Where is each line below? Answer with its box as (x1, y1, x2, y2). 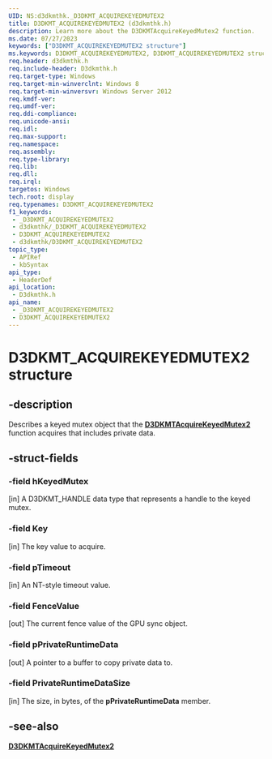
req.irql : (8, 178, 42, 187)
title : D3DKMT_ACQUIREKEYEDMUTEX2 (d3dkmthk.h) (8, 19, 172, 28)
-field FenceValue (8, 600, 79, 611)
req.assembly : (8, 148, 57, 156)
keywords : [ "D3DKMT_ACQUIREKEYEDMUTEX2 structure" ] (8, 42, 186, 50)
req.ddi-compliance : (8, 110, 79, 118)
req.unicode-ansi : (8, 118, 70, 126)
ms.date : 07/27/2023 (8, 34, 79, 43)
